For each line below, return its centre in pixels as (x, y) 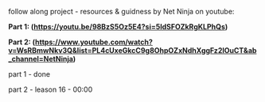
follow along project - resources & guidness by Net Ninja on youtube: (121, 11)
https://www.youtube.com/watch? (94, 42)
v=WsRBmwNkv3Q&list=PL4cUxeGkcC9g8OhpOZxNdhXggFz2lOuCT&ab (132, 50)
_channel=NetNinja (41, 59)
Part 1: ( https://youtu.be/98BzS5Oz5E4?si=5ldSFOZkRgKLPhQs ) (118, 26)
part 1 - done (29, 74)
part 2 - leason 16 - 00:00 (51, 89)
